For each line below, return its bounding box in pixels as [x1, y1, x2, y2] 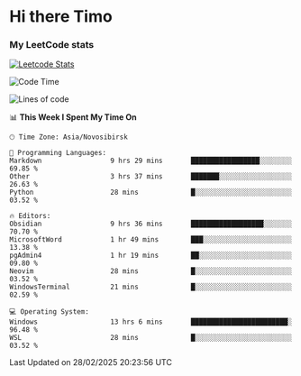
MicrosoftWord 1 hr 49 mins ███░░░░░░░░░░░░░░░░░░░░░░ [9, 235, 293, 244]
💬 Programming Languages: [9, 149, 106, 158]
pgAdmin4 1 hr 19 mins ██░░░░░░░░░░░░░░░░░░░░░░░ [9, 251, 293, 261]
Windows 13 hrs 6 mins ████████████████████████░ [9, 317, 293, 326]
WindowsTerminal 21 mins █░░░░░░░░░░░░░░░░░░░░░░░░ [9, 282, 293, 292]
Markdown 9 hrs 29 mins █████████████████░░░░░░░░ [9, 156, 293, 166]
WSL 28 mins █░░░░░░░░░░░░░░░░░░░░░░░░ [9, 334, 293, 343]
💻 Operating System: [9, 307, 90, 316]
